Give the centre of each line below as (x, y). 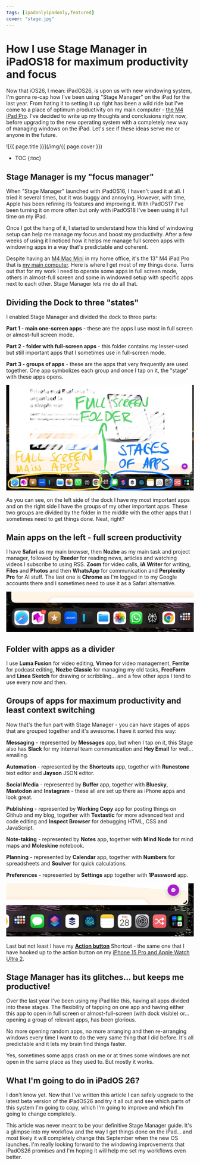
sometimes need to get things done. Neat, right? (65, 519)
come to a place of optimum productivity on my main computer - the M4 (95, 110)
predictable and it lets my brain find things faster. (66, 1044)
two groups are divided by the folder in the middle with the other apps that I (99, 513)
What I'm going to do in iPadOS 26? (73, 1080)
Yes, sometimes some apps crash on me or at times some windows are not (98, 1055)
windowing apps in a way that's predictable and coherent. (77, 247)
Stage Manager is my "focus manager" (80, 177)
